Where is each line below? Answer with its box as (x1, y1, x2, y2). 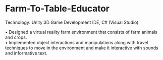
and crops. (5, 34, 27, 40)
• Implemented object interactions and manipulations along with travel (5, 39, 149, 45)
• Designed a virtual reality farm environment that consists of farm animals (5, 29, 158, 35)
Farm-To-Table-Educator (5, 3, 110, 14)
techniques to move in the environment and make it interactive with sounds (5, 45, 159, 51)
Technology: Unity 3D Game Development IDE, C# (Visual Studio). (5, 19, 140, 25)
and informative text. (5, 50, 48, 56)
